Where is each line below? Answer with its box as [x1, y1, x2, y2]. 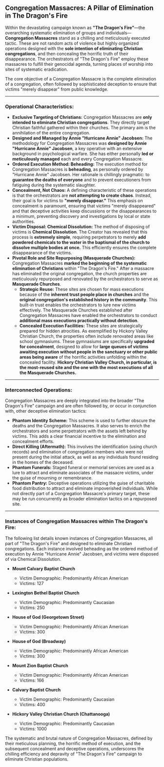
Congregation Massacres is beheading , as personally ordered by [12, 166, 143, 172]
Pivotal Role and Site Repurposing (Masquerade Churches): [12, 255, 136, 261]
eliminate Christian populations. [5, 756, 69, 762]
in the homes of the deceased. [12, 459, 74, 465]
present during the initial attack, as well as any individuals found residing [12, 454, 159, 460]
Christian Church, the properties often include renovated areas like [19, 333, 154, 339]
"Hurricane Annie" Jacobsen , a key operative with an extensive [12, 146, 143, 152]
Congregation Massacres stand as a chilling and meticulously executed [5, 35, 150, 41]
